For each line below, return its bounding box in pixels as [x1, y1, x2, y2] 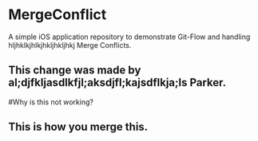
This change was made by [8, 64, 141, 77]
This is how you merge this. [8, 120, 149, 134]
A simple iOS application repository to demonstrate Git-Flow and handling [8, 32, 251, 41]
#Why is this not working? [8, 97, 94, 107]
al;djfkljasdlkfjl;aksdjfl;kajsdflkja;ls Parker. [8, 76, 227, 89]
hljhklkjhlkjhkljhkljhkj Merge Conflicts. [8, 40, 132, 49]
